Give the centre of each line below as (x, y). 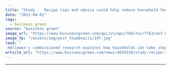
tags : (11, 19)
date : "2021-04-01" (26, 15)
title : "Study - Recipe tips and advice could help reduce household (82, 10)
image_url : (17, 33)
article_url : (19, 52)
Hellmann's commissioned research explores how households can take (82, 48)
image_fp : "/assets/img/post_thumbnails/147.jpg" (59, 39)
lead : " (13, 43)
